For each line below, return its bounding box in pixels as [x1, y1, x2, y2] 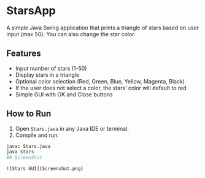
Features [6, 48, 41, 59]
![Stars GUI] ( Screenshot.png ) [6, 166, 84, 172]
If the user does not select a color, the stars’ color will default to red [15, 84, 187, 91]
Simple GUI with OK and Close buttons [15, 90, 113, 98]
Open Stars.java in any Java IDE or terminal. [15, 125, 129, 132]
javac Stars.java [6, 143, 51, 149]
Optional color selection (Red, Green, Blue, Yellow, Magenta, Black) [15, 77, 185, 85]
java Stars [6, 149, 34, 155]
